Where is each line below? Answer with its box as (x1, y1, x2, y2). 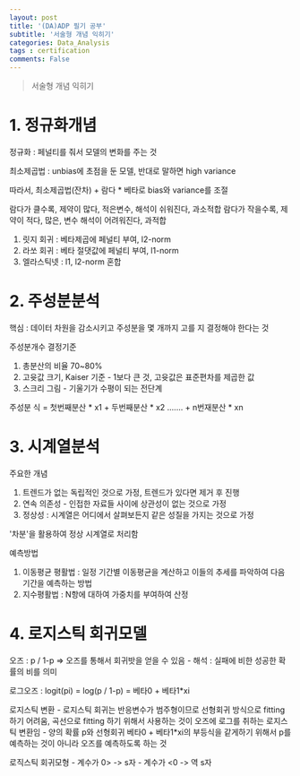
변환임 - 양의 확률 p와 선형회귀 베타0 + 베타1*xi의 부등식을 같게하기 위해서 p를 (18, 727, 292, 737)
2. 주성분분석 (9, 291, 100, 312)
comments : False (9, 55, 70, 64)
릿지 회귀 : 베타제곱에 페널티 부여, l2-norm (21, 234, 172, 245)
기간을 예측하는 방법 (21, 577, 92, 588)
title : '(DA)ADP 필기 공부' (9, 22, 107, 30)
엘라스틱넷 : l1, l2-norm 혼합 (21, 256, 122, 267)
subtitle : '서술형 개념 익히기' (9, 30, 115, 39)
